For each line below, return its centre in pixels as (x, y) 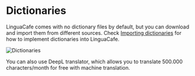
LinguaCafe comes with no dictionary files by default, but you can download (98, 27)
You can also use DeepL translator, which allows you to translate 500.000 (94, 61)
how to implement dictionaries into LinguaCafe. (63, 39)
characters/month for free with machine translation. (68, 67)
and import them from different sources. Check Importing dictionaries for (94, 32)
